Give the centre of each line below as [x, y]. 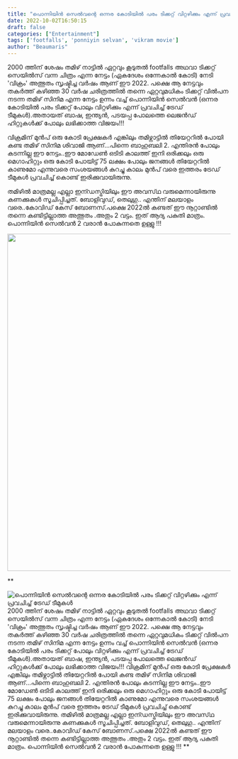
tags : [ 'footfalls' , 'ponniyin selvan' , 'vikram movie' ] [93, 40]
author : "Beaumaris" [38, 47]
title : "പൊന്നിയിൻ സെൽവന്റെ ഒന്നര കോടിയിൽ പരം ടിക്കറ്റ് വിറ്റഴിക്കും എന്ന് [112, 14]
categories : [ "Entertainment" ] [53, 34]
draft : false [27, 27]
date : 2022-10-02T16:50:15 [47, 21]
